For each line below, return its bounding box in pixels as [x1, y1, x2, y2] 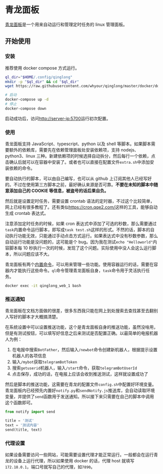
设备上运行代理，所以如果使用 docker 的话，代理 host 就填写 [13, 458, 135, 464]
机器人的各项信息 [12, 353, 47, 359]
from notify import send [5, 410, 55, 415]
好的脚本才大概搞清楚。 [13, 314, 61, 320]
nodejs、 [120, 147, 139, 153]
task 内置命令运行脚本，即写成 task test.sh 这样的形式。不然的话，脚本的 [5, 227, 150, 233]
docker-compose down [5, 106, 47, 111]
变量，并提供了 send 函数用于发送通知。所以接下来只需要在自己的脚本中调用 [5, 394, 154, 399]
